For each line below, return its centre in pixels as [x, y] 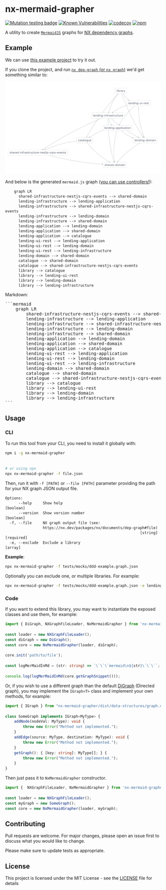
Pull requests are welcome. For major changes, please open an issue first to [82, 836]
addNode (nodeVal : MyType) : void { [49, 722]
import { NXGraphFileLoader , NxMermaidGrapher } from [63, 788]
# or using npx [21, 468]
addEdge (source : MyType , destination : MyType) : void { [72, 737]
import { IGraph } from [30, 706]
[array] [13, 548]
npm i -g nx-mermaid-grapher [35, 453]
